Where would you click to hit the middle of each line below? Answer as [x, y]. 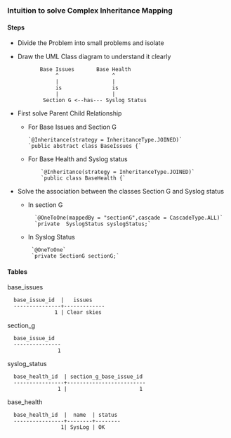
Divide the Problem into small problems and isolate [91, 43]
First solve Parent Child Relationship [70, 113]
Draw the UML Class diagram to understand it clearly [94, 57]
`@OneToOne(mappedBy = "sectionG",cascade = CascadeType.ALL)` [128, 218]
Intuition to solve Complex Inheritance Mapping [90, 11]
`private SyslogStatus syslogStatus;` [92, 224]
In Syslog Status [51, 237]
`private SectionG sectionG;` [75, 256]
